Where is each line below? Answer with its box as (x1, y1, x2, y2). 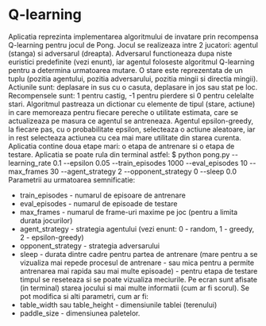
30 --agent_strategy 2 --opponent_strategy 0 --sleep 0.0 (50, 167, 237, 176)
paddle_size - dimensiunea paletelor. (19, 308, 141, 318)
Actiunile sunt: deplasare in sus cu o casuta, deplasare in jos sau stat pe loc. (8, 82, 258, 92)
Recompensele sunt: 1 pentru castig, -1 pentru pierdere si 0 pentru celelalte (8, 90, 254, 100)
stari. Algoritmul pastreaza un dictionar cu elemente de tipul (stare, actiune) (8, 99, 256, 109)
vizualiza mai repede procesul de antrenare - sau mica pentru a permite (19, 258, 255, 267)
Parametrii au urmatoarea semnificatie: (8, 175, 136, 184)
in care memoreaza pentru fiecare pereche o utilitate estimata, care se (8, 107, 239, 117)
